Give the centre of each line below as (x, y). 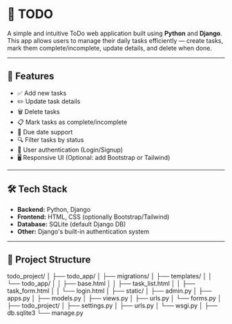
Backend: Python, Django (54, 209)
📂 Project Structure (49, 259)
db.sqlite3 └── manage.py (46, 313)
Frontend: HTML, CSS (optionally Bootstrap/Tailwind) (93, 217)
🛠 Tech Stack (37, 189)
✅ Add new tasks (42, 93)
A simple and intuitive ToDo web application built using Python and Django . (115, 33)
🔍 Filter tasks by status (50, 139)
